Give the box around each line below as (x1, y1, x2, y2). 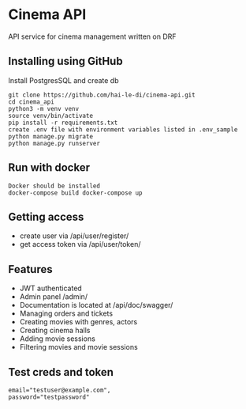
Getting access (8, 210, 84, 223)
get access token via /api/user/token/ (19, 240, 141, 249)
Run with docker (8, 161, 91, 175)
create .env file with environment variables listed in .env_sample (8, 125, 238, 134)
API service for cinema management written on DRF (8, 32, 177, 41)
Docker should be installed (8, 182, 101, 190)
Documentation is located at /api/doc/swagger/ (19, 301, 173, 310)
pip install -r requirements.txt (8, 119, 118, 127)
